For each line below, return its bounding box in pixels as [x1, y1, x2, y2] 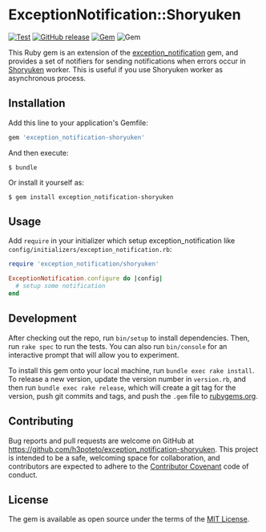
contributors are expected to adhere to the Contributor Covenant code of [8, 461, 250, 471]
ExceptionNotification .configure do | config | [8, 274, 163, 282]
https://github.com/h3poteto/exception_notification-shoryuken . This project [8, 444, 259, 454]
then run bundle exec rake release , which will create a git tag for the [8, 383, 236, 392]
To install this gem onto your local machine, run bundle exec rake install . [8, 365, 255, 375]
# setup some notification [15, 282, 106, 290]
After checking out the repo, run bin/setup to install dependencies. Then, [8, 333, 250, 343]
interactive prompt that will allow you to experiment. [8, 350, 179, 359]
